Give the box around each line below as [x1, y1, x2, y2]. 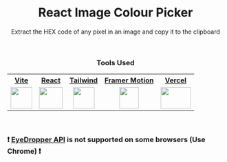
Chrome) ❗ [7, 146, 41, 156]
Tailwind [69, 76, 98, 85]
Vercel [164, 76, 187, 85]
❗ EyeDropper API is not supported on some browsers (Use [7, 135, 206, 145]
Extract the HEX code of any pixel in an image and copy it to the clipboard [11, 27, 220, 36]
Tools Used [96, 58, 136, 67]
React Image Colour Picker [38, 5, 193, 21]
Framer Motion [104, 76, 154, 85]
